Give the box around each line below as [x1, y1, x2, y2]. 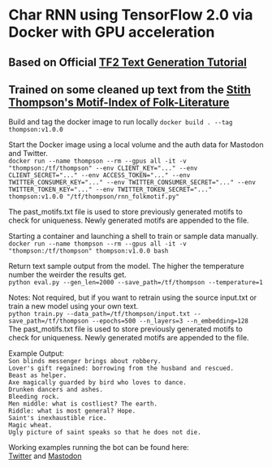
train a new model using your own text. [8, 301, 139, 311]
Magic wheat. [8, 421, 53, 430]
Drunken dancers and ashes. [8, 386, 104, 394]
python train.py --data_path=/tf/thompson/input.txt [8, 310, 191, 318]
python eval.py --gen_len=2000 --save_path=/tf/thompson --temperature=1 [8, 279, 264, 287]
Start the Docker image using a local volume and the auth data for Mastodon [8, 140, 264, 149]
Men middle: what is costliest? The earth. [8, 400, 158, 408]
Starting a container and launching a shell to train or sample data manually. [8, 232, 258, 241]
